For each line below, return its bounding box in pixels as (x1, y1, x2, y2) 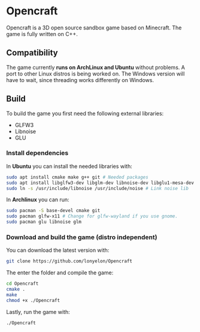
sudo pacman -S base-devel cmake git (6, 208, 101, 214)
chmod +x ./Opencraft (6, 297, 60, 303)
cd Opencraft (6, 280, 39, 287)
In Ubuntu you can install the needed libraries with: (6, 162, 133, 170)
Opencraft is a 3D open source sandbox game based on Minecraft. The (6, 24, 182, 31)
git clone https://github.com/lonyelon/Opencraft (6, 258, 133, 264)
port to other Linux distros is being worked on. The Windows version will (6, 70, 185, 77)
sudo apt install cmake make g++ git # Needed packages (6, 174, 149, 180)
